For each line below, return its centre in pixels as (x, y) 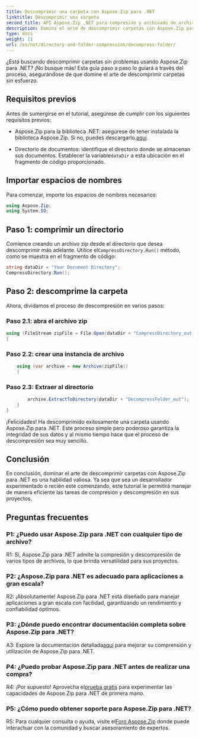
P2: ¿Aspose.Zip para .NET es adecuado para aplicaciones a (95, 576)
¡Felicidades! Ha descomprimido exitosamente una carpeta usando (88, 421)
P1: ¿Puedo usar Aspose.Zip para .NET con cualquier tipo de (94, 534)
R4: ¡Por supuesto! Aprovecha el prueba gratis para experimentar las (89, 687)
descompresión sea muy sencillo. (47, 440)
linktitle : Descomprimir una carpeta (53, 17)
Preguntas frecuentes (47, 517)
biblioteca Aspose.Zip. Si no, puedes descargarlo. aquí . (81, 138)
